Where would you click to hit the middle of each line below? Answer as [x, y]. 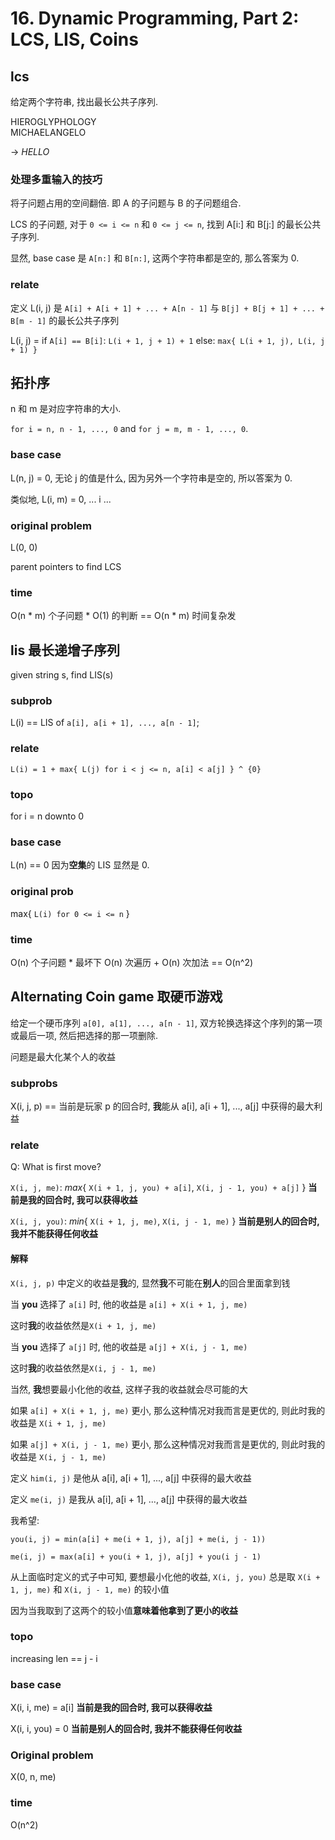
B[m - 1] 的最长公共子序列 [65, 320]
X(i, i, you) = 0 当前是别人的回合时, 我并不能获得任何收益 [126, 1729]
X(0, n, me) [33, 1777]
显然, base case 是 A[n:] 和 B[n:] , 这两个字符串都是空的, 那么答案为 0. [155, 258]
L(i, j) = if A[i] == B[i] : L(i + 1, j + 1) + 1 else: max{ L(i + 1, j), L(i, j [168, 340]
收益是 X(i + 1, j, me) [58, 1423]
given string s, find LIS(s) [62, 675]
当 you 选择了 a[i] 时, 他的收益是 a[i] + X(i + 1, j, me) [129, 1304]
